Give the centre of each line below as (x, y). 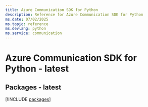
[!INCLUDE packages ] (28, 99)
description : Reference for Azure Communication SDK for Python (74, 15)
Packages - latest (33, 87)
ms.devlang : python (26, 29)
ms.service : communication (34, 33)
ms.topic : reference (27, 24)
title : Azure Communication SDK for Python (52, 10)
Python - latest (37, 69)
